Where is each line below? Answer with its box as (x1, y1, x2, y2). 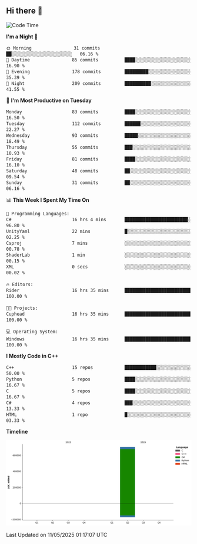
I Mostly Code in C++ (6, 352, 59, 359)
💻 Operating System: (6, 329, 59, 335)
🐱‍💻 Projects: (6, 305, 38, 311)
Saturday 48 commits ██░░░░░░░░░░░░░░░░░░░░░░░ (6, 168, 191, 174)
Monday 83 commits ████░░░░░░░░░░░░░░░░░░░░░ (6, 109, 191, 115)
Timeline (6, 428, 28, 435)
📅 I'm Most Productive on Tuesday (6, 97, 92, 104)
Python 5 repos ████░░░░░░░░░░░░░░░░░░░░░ (6, 376, 191, 382)
